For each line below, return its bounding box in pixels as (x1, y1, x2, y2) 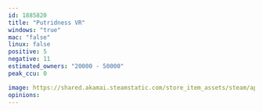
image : (8, 84, 30, 91)
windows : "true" (8, 26, 61, 34)
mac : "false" (8, 33, 51, 41)
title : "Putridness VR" (8, 19, 86, 27)
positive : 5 (8, 48, 47, 55)
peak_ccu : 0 (8, 70, 47, 77)
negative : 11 (8, 55, 51, 63)
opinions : (8, 91, 41, 98)
